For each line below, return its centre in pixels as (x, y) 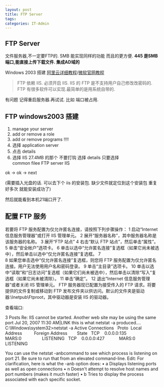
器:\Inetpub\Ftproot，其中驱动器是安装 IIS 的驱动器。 (58, 297)
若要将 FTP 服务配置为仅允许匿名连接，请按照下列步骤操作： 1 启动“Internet (82, 229)
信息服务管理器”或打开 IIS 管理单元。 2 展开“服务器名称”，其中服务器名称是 (81, 235)
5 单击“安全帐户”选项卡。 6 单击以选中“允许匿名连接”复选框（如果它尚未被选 (82, 247)
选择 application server (35, 145)
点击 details (24, 151)
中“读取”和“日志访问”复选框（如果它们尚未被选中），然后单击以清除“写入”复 (81, 272)
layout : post (18, 10)
